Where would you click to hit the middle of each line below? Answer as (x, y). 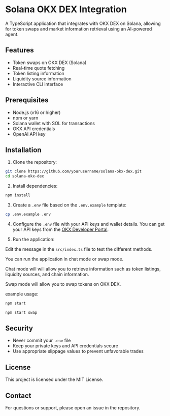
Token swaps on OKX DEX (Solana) (49, 63)
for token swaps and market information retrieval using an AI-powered (79, 28)
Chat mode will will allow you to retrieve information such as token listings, (83, 269)
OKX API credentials (34, 129)
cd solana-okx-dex (25, 176)
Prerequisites (27, 100)
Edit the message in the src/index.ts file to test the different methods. (79, 249)
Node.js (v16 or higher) (37, 112)
